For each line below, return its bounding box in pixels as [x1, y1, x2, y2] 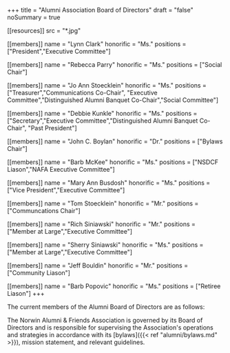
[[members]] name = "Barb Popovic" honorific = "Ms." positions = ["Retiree [7, 282, 221, 290]
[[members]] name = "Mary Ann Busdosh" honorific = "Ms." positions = [7, 179, 211, 187]
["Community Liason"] [7, 269, 71, 276]
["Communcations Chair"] [7, 207, 81, 214]
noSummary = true [7, 13, 61, 21]
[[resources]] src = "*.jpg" [7, 27, 81, 34]
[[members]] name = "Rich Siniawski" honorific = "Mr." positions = [7, 220, 196, 228]
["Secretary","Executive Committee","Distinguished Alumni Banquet [7, 117, 198, 125]
